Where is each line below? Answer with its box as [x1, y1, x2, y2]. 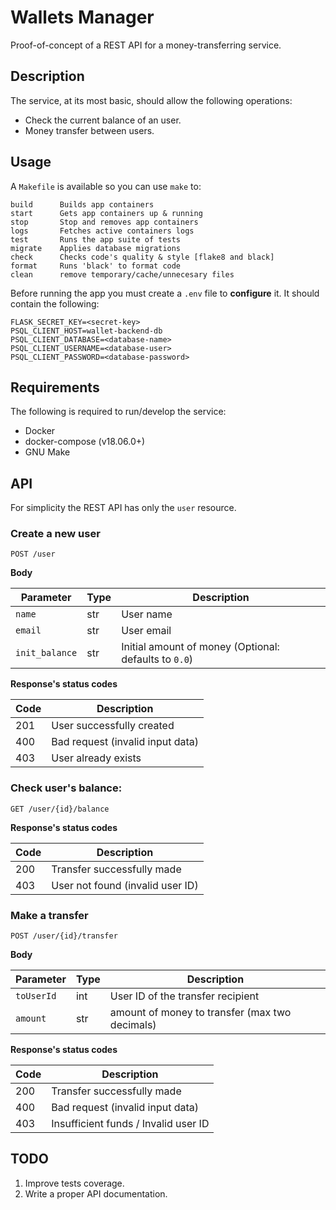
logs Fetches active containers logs [10, 226, 195, 236]
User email [121, 624, 172, 638]
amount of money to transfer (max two [109, 1006, 292, 1020]
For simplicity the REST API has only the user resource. [10, 502, 237, 514]
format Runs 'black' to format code [10, 261, 182, 271]
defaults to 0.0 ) [121, 652, 194, 666]
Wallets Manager [10, 6, 155, 29]
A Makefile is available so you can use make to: [10, 180, 202, 192]
